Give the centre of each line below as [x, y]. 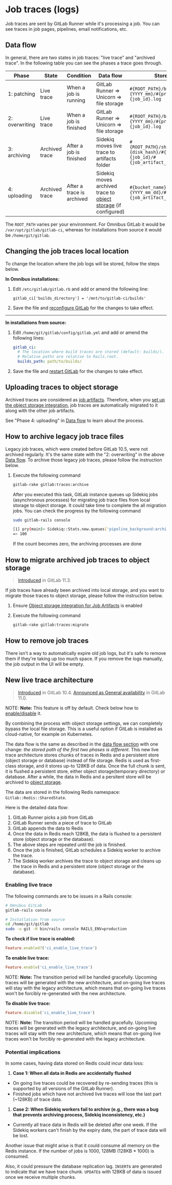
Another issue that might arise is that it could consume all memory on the [82, 1146]
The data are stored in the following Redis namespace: [63, 792]
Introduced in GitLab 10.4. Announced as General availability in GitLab [91, 692]
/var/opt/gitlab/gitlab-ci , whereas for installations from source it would [83, 229]
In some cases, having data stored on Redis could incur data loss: [74, 1063]
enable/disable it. [24, 713]
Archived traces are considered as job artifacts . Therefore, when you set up [85, 399]
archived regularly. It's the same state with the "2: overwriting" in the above [85, 454]
